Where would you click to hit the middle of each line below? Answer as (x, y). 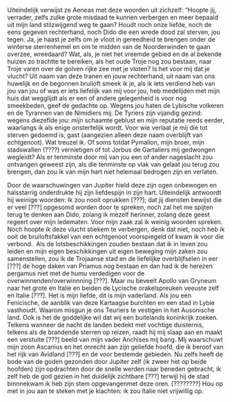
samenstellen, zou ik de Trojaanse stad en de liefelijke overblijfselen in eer (113, 258)
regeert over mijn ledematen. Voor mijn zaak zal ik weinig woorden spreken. (115, 222)
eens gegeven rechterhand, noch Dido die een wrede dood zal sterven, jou (114, 32)
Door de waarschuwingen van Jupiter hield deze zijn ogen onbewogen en (112, 185)
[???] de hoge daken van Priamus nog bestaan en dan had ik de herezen (110, 266)
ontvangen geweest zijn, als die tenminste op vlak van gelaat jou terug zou (113, 164)
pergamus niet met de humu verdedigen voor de (76, 273)
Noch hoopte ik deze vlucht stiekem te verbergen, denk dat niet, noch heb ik (116, 229)
